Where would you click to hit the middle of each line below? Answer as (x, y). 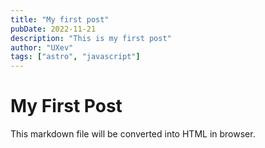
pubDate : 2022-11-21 (53, 29)
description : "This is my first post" (91, 38)
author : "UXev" (42, 47)
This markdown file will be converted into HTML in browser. (133, 134)
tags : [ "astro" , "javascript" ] (75, 57)
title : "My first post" (60, 19)
